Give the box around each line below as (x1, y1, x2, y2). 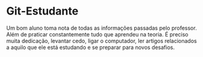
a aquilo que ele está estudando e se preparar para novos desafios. (6, 44, 175, 51)
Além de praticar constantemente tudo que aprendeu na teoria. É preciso (6, 30, 189, 38)
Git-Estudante (6, 4, 79, 18)
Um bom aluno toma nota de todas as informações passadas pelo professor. (6, 24, 197, 32)
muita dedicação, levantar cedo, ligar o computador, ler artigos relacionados (6, 37, 197, 44)
